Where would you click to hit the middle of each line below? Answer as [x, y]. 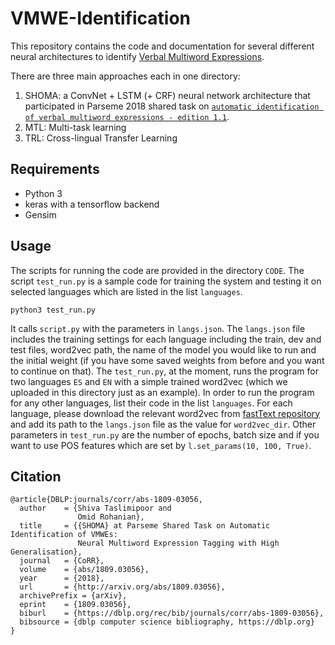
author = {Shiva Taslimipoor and [95, 508]
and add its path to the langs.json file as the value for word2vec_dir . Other [163, 424]
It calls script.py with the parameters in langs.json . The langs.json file [158, 328]
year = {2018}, [62, 578]
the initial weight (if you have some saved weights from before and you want [167, 360]
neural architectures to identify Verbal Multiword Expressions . [137, 56]
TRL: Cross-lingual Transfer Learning [101, 138]
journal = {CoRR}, [62, 561]
